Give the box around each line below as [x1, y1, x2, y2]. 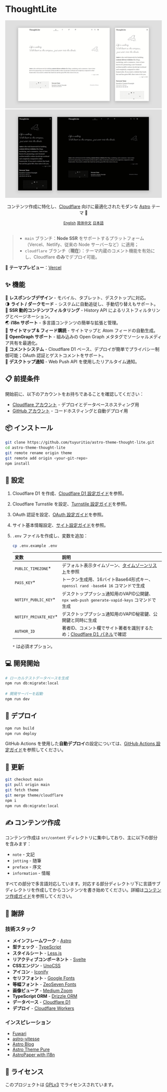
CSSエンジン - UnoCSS [12, 963, 61, 968]
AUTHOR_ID [14, 629, 35, 634]
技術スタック [5, 926, 36, 933]
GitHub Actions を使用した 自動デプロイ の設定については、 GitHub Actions [5, 741, 155, 747]
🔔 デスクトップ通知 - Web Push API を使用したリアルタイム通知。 [5, 358, 140, 364]
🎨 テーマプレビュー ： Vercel [5, 264, 62, 270]
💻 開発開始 [5, 659, 40, 668]
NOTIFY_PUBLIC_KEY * [14, 597, 56, 603]
